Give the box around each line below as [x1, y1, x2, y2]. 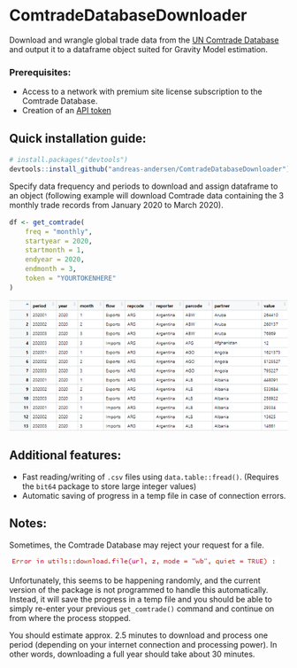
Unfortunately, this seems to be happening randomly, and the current [9, 575, 261, 586]
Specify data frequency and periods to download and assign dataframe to [9, 181, 278, 191]
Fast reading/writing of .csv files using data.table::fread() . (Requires [21, 471, 279, 482]
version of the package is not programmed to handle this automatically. [9, 584, 269, 594]
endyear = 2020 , [25, 255, 86, 264]
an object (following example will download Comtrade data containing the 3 [9, 190, 285, 200]
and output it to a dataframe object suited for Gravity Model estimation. [9, 43, 268, 54]
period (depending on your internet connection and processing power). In [9, 639, 278, 649]
